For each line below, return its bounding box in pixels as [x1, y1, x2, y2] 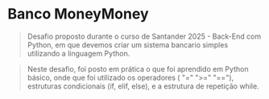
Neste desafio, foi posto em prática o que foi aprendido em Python [27, 64, 249, 73]
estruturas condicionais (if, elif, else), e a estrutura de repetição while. [27, 81, 259, 91]
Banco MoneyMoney [7, 5, 149, 23]
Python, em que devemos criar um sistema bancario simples [27, 39, 229, 49]
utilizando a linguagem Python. [27, 48, 130, 58]
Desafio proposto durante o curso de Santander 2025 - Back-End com [27, 31, 262, 41]
